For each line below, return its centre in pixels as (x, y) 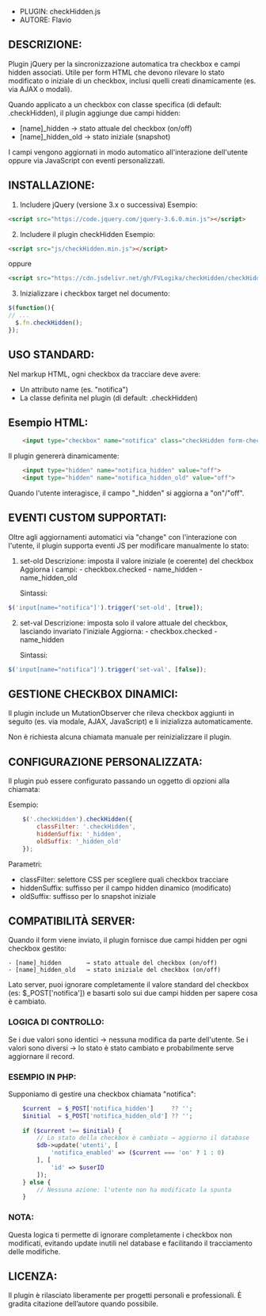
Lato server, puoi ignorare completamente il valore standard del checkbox (129, 985)
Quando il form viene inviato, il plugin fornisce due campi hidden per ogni (128, 940)
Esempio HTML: (48, 422)
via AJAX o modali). (40, 89)
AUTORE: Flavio (46, 20)
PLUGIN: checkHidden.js (60, 11)
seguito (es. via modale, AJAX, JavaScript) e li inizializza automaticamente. (131, 721)
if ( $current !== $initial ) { (72, 1130)
